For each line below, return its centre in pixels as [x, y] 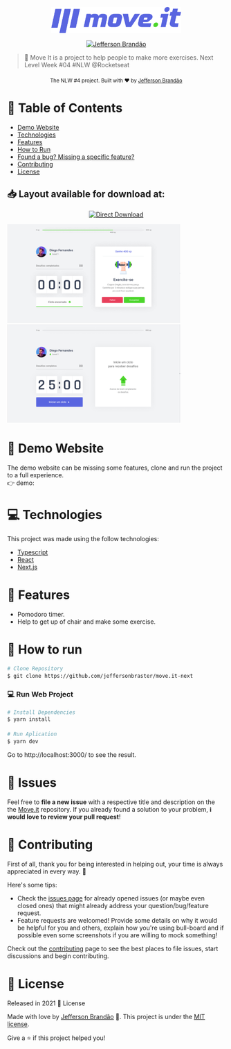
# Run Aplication [32, 734]
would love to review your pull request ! [64, 817]
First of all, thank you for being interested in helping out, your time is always [115, 864]
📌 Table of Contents [65, 108]
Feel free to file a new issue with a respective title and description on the [111, 802]
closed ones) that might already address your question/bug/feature [113, 905]
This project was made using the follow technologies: [83, 538]
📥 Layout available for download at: [86, 194]
